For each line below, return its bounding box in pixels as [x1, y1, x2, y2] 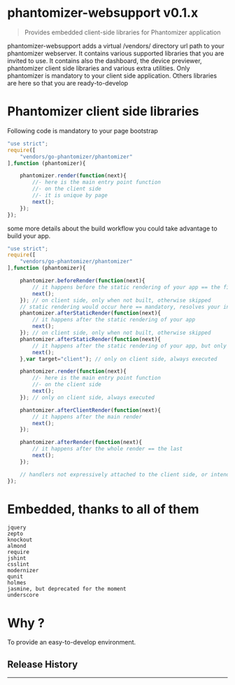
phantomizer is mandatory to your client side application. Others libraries [7, 71, 218, 80]
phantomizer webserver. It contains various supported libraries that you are [7, 49, 225, 57]
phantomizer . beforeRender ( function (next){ [20, 277, 145, 284]
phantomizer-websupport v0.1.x [7, 5, 199, 21]
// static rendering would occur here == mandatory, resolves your [20, 303, 220, 310]
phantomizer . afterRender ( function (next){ [20, 439, 142, 446]
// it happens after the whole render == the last [32, 445, 183, 452]
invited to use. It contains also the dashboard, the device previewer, [7, 56, 202, 64]
